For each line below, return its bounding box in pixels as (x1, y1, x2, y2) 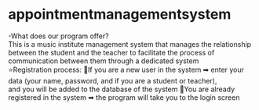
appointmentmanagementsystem (8, 5, 232, 23)
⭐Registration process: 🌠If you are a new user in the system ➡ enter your (8, 65, 245, 74)
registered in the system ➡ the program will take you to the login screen (8, 92, 240, 102)
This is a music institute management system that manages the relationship (8, 39, 252, 48)
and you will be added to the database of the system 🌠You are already (8, 84, 235, 94)
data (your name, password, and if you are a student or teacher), (8, 76, 217, 85)
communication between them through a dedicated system (8, 56, 199, 66)
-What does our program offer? (8, 31, 109, 41)
